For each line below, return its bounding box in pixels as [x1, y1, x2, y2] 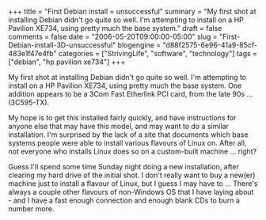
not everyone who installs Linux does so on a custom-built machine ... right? [8, 146, 257, 156]
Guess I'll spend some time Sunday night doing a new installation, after [8, 162, 240, 171]
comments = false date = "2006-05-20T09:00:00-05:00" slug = [8, 32, 218, 41]
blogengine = [117, 40, 161, 50]
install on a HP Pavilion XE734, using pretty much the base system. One [8, 81, 242, 90]
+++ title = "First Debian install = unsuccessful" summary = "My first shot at [8, 7, 256, 16]
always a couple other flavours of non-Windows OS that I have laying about [8, 188, 254, 196]
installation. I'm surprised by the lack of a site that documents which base [8, 130, 249, 139]
